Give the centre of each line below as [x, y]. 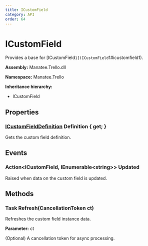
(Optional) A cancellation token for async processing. [60, 238]
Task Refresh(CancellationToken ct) [49, 208]
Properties [22, 112]
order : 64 [15, 19]
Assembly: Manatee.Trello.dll [35, 67]
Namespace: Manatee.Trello [34, 77]
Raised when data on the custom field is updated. [56, 178]
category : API [20, 14]
